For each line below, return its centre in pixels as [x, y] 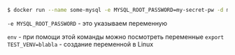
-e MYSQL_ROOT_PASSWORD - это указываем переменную [87, 23]
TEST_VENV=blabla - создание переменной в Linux [80, 44]
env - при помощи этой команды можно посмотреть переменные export [116, 37]
